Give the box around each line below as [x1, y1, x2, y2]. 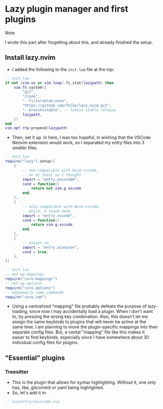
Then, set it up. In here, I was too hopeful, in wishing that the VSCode [12, 135, 151, 140]
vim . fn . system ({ [14, 85, 47, 90]
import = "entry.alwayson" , [22, 245, 79, 250]
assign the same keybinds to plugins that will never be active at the [12, 319, 147, 325]
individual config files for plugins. [12, 340, 79, 346]
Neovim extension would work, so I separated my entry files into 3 [12, 140, 145, 146]
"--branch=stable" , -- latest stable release [22, 107, 116, 113]
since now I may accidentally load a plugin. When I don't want [29, 309, 153, 314]
